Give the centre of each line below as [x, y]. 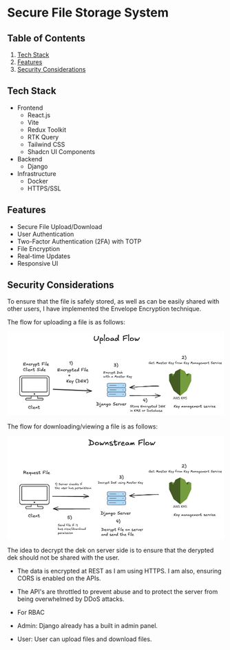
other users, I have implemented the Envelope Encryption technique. [104, 309]
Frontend [30, 108]
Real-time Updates [44, 256]
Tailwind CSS [46, 144]
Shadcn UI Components [61, 151]
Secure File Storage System [88, 13]
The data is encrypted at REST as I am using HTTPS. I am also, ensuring [119, 571]
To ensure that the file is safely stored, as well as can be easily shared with [113, 302]
